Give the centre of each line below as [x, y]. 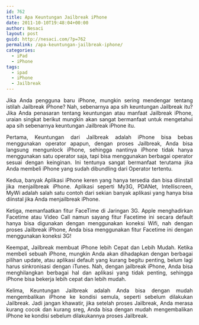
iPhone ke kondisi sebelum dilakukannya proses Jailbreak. [77, 316]
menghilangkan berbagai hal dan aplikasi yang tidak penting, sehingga [99, 273]
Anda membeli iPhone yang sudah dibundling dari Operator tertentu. [89, 169]
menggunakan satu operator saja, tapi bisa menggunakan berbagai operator [99, 156]
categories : [21, 51]
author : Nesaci [25, 28]
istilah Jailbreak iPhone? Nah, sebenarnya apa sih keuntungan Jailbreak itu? [99, 107]
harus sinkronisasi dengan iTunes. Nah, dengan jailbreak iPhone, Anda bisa [99, 266]
